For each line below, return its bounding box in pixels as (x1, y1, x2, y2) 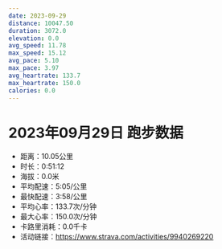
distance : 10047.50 (8, 19, 74, 27)
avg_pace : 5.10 (8, 57, 60, 65)
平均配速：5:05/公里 (19, 182, 88, 191)
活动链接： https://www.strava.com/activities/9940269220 (19, 232, 214, 242)
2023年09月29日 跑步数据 (8, 124, 183, 141)
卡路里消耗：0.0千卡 (19, 222, 88, 231)
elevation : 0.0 (8, 34, 60, 43)
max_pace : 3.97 (8, 64, 60, 72)
